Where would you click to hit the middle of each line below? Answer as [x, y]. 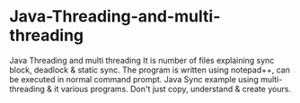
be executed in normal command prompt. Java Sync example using [134, 79]
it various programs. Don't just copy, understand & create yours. [172, 89]
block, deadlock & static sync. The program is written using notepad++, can [150, 70]
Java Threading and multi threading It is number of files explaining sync [142, 60]
